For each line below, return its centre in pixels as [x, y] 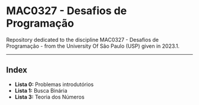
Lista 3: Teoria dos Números [49, 97]
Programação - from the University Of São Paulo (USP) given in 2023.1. [93, 46]
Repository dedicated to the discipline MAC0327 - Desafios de [82, 40]
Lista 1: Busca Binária [41, 90]
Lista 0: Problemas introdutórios [54, 84]
